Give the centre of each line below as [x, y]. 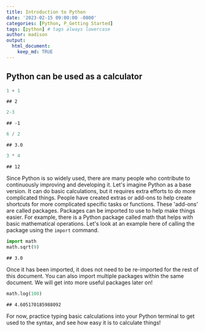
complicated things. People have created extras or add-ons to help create [99, 198]
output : [16, 40]
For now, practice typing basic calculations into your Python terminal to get [101, 316]
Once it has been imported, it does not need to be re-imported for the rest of [103, 269]
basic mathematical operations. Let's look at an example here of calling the [101, 224]
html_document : [31, 46]
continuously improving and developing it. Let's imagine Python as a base [99, 185]
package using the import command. [53, 231]
